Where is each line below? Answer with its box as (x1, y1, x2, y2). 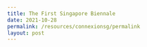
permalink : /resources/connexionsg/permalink (7, 23, 140, 30)
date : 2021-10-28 (7, 17, 57, 23)
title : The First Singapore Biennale (7, 10, 116, 17)
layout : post (7, 29, 45, 37)
